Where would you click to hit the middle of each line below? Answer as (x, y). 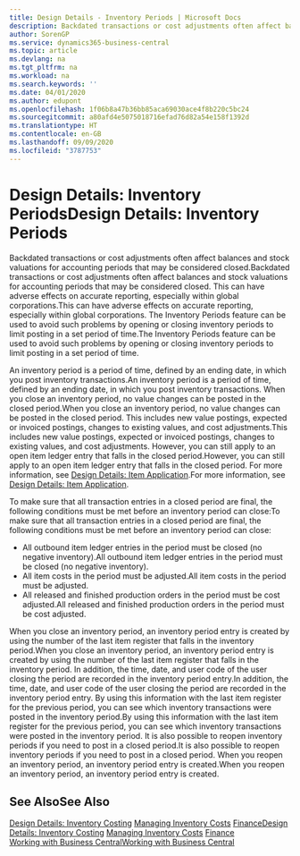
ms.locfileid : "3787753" (55, 150)
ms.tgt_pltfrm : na (43, 68)
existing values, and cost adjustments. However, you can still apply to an (142, 446)
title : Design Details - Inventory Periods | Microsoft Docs (125, 17)
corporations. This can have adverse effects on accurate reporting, (131, 305)
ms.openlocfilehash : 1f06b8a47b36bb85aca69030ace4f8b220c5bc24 (129, 109)
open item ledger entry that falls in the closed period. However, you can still (147, 455)
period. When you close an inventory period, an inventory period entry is (142, 650)
